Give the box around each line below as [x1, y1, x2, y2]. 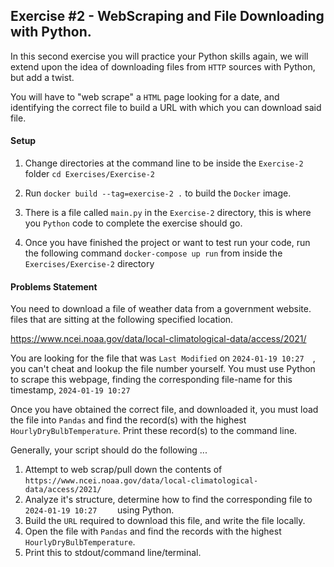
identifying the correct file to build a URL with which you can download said [10, 101, 322, 113]
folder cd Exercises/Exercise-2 [24, 168, 155, 180]
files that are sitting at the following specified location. [10, 314, 234, 326]
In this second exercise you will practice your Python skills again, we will [10, 50, 309, 62]
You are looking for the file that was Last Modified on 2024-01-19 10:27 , [10, 352, 316, 364]
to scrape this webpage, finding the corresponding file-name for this [10, 374, 293, 386]
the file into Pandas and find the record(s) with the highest [10, 414, 247, 426]
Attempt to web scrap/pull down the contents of [24, 464, 223, 476]
